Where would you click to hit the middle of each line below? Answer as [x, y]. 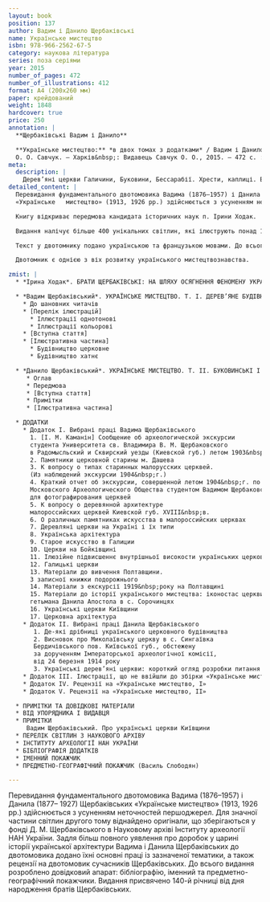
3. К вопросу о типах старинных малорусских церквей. [122, 467]
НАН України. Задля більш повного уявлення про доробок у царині [123, 838]
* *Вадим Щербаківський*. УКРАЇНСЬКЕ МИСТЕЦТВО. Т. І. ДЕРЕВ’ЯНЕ [127, 296]
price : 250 [27, 120]
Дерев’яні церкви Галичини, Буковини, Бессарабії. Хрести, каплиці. [140, 180]
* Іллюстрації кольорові [71, 326]
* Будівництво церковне [70, 349]
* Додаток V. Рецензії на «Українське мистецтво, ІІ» [115, 692]
